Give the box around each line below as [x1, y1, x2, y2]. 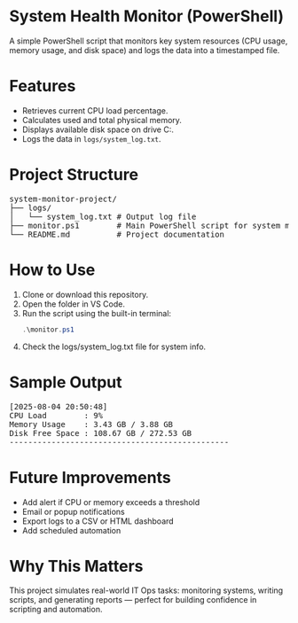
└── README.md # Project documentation [9, 229, 224, 239]
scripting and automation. [9, 604, 103, 615]
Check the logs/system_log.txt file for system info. [21, 341, 207, 352]
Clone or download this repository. [21, 289, 149, 300]
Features [9, 76, 76, 97]
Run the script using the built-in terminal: [21, 308, 171, 318]
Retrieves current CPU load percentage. [21, 105, 169, 116]
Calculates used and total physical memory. [21, 114, 182, 125]
